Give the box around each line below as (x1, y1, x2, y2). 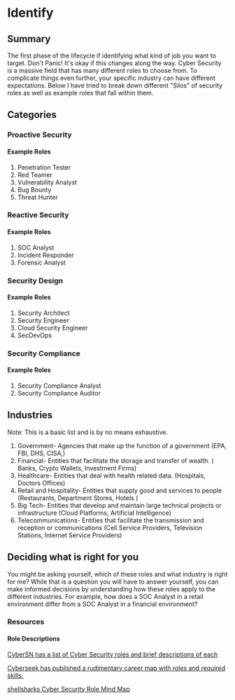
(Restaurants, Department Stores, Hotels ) (17, 493, 138, 502)
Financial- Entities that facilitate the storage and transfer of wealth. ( (17, 456, 214, 464)
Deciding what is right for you (7, 551, 139, 563)
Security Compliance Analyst (17, 381, 101, 390)
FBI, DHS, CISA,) (17, 449, 66, 457)
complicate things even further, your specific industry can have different (7, 74, 215, 82)
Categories (7, 109, 57, 121)
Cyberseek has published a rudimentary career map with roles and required (7, 664, 226, 672)
